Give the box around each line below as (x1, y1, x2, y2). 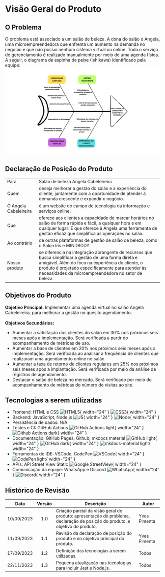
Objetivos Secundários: (5, 320, 55, 326)
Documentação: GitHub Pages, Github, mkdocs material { (12, 435, 157, 441)
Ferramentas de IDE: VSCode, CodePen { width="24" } (12, 451, 145, 457)
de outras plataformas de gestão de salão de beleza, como (39, 237, 158, 243)
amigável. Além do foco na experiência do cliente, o (39, 260, 143, 266)
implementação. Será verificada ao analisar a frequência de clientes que (12, 351, 159, 356)
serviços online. (39, 208, 71, 214)
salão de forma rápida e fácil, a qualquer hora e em (39, 220, 141, 226)
